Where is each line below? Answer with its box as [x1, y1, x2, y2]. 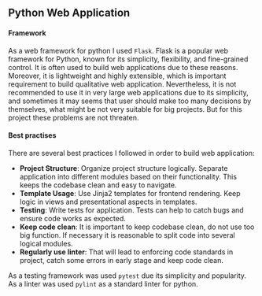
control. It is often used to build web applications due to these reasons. [8, 62, 238, 72]
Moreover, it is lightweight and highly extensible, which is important [8, 71, 227, 80]
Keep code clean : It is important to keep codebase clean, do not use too [19, 222, 255, 231]
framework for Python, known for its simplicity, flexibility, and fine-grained [8, 54, 249, 64]
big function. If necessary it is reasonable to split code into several [19, 230, 235, 239]
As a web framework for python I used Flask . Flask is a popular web [8, 46, 229, 55]
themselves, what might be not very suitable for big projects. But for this [8, 104, 242, 113]
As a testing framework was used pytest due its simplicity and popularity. [8, 271, 246, 280]
